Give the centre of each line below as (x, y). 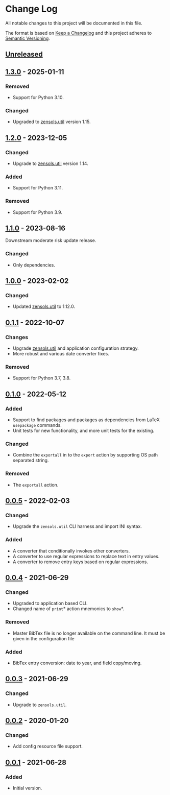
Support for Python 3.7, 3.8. (42, 378)
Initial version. (27, 788)
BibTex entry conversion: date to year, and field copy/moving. (77, 663)
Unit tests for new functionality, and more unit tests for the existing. (83, 431)
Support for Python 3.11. (38, 188)
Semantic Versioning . (28, 38)
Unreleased (24, 54)
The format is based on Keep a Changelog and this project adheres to (79, 33)
